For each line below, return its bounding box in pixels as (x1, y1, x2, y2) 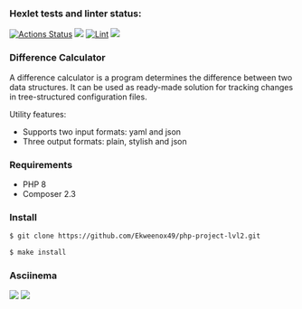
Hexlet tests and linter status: (9, 7, 142, 20)
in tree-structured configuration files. (9, 91, 147, 102)
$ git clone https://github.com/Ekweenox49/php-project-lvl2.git (9, 231, 260, 241)
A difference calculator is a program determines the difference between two (9, 71, 293, 83)
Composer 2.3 (22, 188, 77, 199)
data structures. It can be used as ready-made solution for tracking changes (9, 81, 294, 92)
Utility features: (9, 108, 67, 119)
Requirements (9, 158, 73, 171)
